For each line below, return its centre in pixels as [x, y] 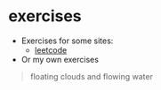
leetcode [51, 49]
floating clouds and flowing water [91, 76]
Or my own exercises [60, 59]
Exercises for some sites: [67, 41]
